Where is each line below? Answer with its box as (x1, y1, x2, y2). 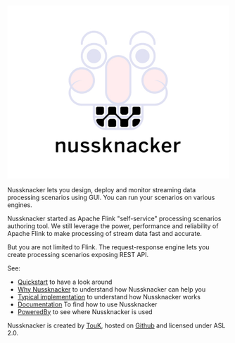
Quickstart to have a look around (17, 277, 113, 286)
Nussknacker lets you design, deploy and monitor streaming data (7, 185, 196, 194)
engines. (7, 200, 33, 209)
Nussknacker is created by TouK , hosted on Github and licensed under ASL (7, 321, 226, 330)
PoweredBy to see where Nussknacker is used (17, 307, 153, 316)
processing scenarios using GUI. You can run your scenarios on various (7, 193, 215, 201)
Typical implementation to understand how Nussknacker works (17, 292, 201, 301)
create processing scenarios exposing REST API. (7, 250, 149, 258)
